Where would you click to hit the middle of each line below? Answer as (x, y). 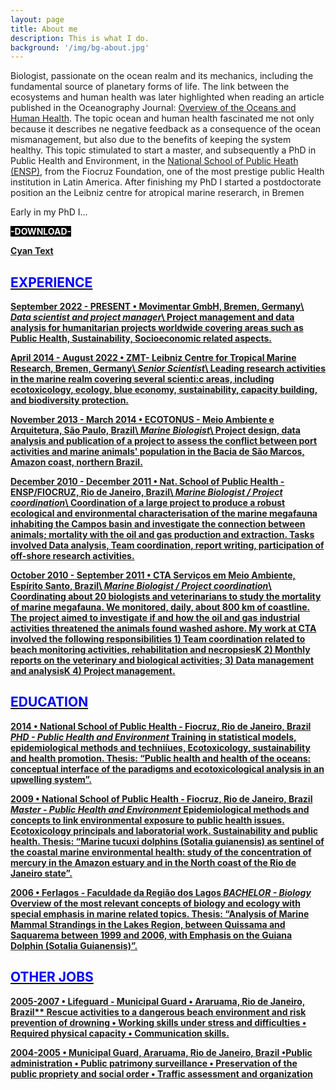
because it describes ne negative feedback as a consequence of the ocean (166, 129)
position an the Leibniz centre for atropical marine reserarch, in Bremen (157, 193)
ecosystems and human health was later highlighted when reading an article (167, 97)
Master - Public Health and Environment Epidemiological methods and (160, 809)
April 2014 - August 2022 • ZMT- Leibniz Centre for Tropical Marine (153, 358)
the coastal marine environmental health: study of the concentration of (161, 852)
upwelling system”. (51, 779)
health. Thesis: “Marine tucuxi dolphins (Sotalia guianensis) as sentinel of (167, 841)
